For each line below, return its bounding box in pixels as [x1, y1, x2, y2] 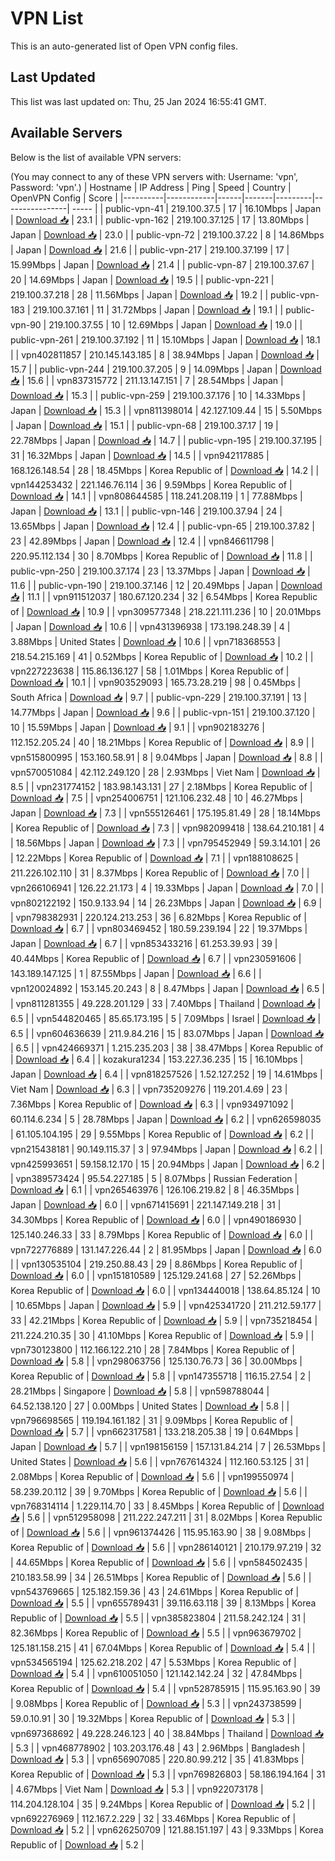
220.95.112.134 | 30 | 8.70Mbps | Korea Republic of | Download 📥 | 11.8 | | [10, 550, 313, 562]
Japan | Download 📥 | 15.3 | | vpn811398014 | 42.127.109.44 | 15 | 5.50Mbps [10, 404, 323, 416]
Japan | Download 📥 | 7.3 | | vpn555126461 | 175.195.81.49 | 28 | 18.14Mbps [10, 807, 321, 819]
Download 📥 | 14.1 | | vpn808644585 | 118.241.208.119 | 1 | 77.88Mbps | [10, 490, 303, 502]
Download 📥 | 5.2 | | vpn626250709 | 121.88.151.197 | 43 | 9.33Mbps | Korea [10, 1823, 324, 1836]
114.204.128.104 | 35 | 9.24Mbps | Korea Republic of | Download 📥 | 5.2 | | [10, 1798, 316, 1810]
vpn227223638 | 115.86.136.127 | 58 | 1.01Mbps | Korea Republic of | [10, 665, 290, 677]
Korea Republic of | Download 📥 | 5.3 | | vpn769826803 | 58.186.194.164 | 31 [10, 1768, 326, 1780]
